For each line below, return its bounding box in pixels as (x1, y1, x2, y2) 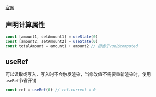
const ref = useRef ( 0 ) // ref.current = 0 (5, 87, 96, 93)
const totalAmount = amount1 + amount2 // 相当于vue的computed (5, 43, 138, 49)
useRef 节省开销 (5, 77, 37, 84)
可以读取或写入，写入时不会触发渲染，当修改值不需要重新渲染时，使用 (5, 71, 151, 77)
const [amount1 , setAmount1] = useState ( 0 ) (5, 34, 98, 39)
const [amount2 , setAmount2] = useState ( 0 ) (5, 39, 98, 44)
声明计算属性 (5, 21, 45, 29)
